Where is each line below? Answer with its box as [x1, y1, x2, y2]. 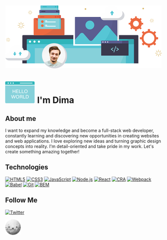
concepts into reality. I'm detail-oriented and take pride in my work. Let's [5, 143, 154, 149]
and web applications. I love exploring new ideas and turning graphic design [5, 138, 162, 144]
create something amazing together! [5, 149, 80, 155]
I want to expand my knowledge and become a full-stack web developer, [5, 127, 154, 133]
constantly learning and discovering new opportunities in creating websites [5, 133, 159, 139]
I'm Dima [37, 95, 75, 106]
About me [5, 114, 36, 122]
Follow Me [5, 196, 38, 205]
